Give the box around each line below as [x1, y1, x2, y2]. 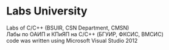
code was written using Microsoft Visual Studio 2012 [6, 37, 138, 44]
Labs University [6, 4, 88, 18]
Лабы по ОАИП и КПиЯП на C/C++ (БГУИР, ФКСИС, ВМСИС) [6, 30, 164, 37]
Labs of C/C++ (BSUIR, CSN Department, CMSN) [6, 24, 129, 31]
